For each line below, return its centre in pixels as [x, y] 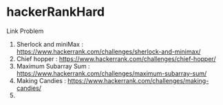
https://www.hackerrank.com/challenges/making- [138, 80]
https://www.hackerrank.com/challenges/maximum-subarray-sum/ [111, 73]
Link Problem [25, 31]
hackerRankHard [56, 12]
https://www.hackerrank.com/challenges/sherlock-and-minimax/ [108, 51]
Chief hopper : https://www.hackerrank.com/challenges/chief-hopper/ [116, 58]
